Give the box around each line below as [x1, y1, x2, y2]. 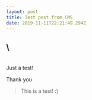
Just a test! [6, 64, 34, 72]
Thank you [6, 76, 33, 83]
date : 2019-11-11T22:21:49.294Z [6, 20, 86, 26]
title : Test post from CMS [6, 14, 73, 20]
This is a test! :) [20, 87, 59, 95]
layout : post [6, 8, 39, 15]
